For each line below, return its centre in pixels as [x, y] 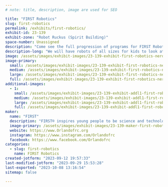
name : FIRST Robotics [36, 154]
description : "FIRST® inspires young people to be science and [77, 121]
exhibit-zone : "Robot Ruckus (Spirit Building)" [57, 37]
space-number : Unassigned [32, 42]
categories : [17, 144]
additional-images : [25, 84]
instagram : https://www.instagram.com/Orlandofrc [62, 135]
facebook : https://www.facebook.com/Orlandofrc [60, 140]
